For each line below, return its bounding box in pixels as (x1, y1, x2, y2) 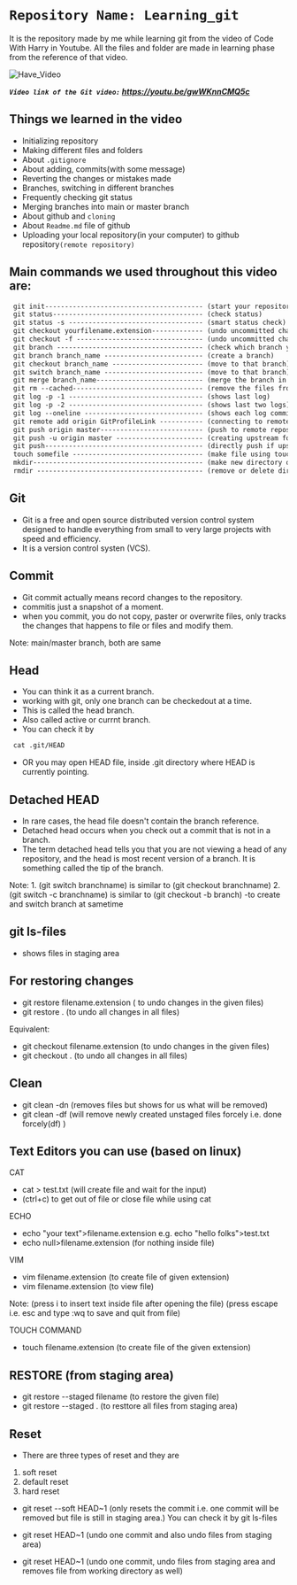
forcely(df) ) (21, 1118, 66, 1129)
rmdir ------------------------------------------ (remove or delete (12, 467, 275, 475)
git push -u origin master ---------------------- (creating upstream (12, 433, 278, 443)
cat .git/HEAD (12, 741, 65, 750)
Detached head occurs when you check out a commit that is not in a (21, 825, 271, 836)
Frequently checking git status (21, 191, 133, 202)
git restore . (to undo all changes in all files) (21, 1006, 180, 1017)
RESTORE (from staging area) (9, 1367, 174, 1383)
